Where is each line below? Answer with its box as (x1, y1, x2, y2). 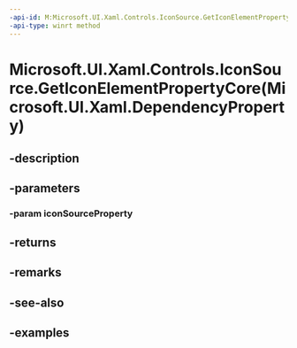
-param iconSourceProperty (9, 207, 133, 220)
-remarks (9, 265, 62, 280)
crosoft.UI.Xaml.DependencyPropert (9, 97, 286, 117)
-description (9, 151, 80, 166)
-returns (9, 235, 57, 250)
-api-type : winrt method (9, 21, 101, 30)
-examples (9, 325, 70, 340)
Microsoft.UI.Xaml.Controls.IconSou (9, 59, 282, 80)
